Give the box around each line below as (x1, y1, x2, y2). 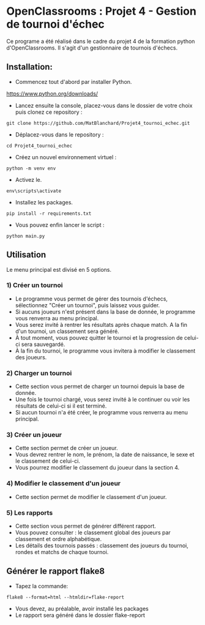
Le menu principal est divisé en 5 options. (6, 266, 112, 273)
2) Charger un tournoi (6, 369, 72, 377)
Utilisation (6, 250, 47, 260)
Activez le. (15, 176, 42, 183)
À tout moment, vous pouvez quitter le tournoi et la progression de (15, 334, 183, 341)
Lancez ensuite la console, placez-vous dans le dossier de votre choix (15, 102, 193, 109)
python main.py (6, 233, 45, 239)
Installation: (6, 62, 53, 72)
